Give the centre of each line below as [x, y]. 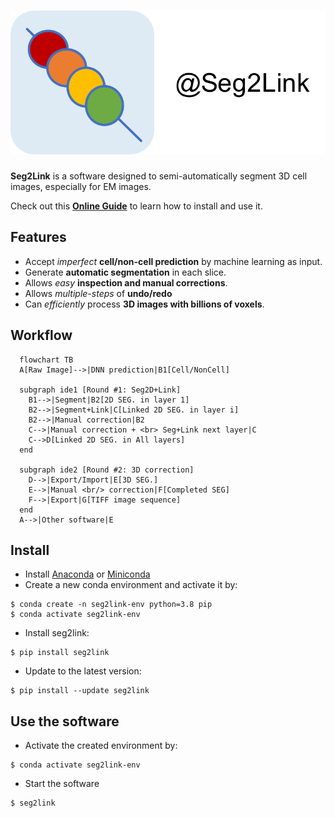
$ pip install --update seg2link [80, 691]
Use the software [65, 721]
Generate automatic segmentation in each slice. [125, 272]
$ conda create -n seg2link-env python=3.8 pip [111, 605]
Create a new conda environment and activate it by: [131, 585]
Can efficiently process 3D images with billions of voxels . [144, 304]
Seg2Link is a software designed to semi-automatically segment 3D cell [159, 176]
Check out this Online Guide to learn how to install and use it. [136, 206]
